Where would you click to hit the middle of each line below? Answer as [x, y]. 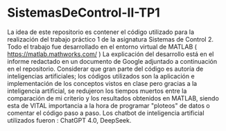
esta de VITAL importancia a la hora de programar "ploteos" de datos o [108, 105]
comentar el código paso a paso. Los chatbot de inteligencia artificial [106, 113]
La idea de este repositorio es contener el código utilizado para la [101, 32]
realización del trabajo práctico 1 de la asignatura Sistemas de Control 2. [110, 39]
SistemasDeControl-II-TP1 [84, 13]
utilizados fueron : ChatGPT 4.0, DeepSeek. [69, 120]
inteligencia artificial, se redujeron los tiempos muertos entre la [97, 91]
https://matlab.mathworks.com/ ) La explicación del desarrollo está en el [111, 54]
